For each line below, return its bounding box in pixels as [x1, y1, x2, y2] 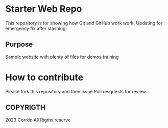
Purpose [5, 40, 33, 49]
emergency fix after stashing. [5, 25, 67, 31]
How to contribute [5, 71, 84, 83]
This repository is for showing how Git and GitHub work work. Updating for [5, 20, 163, 26]
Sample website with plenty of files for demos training [5, 54, 119, 60]
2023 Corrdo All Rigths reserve [5, 117, 71, 123]
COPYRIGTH [5, 103, 46, 112]
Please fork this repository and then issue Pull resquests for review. [5, 88, 147, 94]
